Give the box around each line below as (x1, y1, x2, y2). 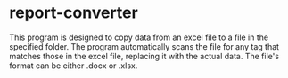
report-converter (9, 3, 138, 23)
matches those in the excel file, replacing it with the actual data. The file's (9, 51, 279, 61)
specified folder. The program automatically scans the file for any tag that (9, 41, 279, 51)
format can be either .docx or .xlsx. (9, 60, 138, 71)
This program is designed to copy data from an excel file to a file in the (9, 32, 269, 43)
